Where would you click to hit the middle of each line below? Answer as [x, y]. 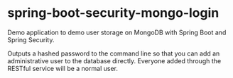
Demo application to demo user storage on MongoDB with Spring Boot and [117, 32]
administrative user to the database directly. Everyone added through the [114, 60]
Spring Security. [31, 39]
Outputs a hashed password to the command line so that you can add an [114, 53]
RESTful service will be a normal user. [63, 68]
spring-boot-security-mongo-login [113, 13]
